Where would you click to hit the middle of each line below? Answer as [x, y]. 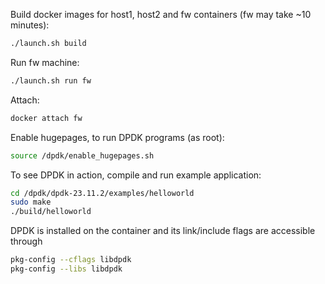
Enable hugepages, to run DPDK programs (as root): [117, 137]
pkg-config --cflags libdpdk [71, 260]
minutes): [30, 25]
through [26, 241]
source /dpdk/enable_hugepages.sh [82, 155]
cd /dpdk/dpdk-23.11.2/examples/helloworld [102, 193]
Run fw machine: [45, 62]
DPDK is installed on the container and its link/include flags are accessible [163, 231]
